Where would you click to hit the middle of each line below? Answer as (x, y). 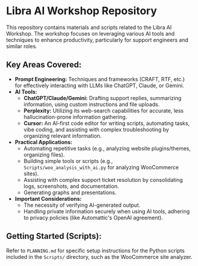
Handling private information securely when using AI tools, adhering (106, 211)
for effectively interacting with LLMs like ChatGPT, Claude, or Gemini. (99, 85)
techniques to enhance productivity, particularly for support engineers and (97, 40)
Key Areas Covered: (44, 65)
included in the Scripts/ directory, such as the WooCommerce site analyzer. (99, 257)
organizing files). (44, 155)
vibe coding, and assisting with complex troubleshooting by (96, 129)
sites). (31, 174)
